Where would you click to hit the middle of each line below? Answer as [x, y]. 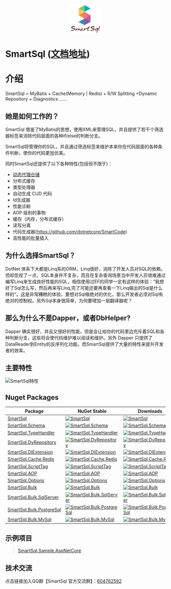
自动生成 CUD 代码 [32, 194]
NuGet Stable [92, 411]
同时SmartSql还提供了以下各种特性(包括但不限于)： [59, 164]
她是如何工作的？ [32, 116]
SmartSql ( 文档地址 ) [48, 54]
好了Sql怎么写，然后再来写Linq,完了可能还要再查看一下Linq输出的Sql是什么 [84, 288]
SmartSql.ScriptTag [28, 466]
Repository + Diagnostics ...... [36, 99]
